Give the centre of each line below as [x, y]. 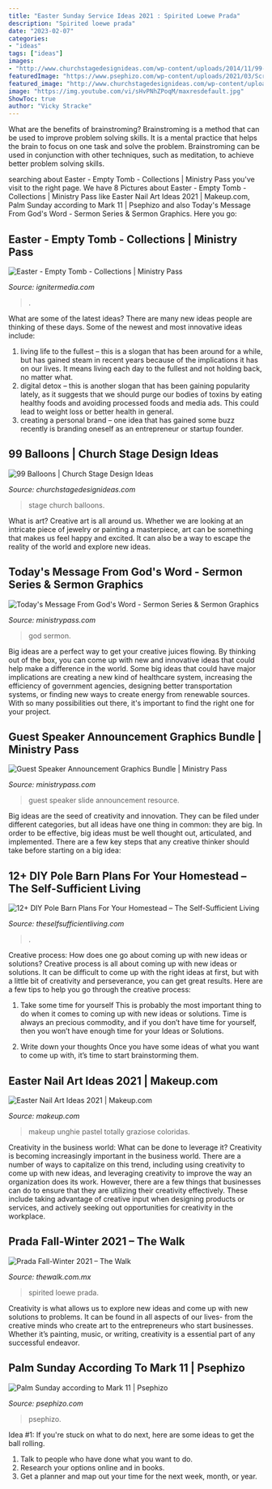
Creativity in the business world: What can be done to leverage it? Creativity [135, 1147]
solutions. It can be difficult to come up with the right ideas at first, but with [134, 972]
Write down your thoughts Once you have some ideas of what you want [139, 1047]
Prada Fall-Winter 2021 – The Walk [97, 1242]
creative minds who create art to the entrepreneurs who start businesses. [131, 1325]
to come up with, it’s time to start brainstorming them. [109, 1055]
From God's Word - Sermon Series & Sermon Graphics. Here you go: [123, 214]
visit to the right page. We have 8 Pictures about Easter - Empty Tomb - [127, 188]
